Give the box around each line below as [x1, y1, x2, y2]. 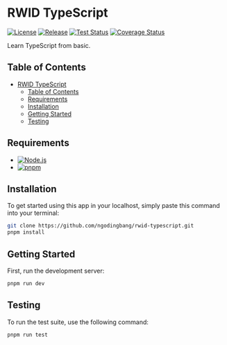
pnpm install [7, 229, 45, 236]
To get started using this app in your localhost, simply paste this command [7, 202, 220, 210]
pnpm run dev [7, 280, 45, 287]
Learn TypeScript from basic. [7, 41, 91, 49]
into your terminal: [7, 209, 60, 217]
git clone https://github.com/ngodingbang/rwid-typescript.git [7, 223, 194, 230]
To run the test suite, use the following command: [7, 318, 149, 326]
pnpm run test [7, 331, 49, 338]
